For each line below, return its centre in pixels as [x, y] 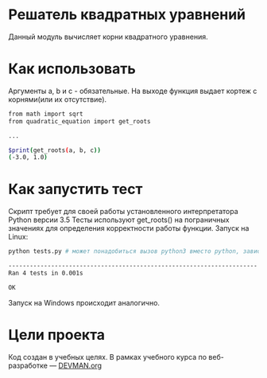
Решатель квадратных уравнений [127, 15]
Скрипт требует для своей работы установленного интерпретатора [123, 212]
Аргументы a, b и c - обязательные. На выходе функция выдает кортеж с [133, 91]
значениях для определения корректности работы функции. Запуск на [129, 228]
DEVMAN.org [80, 365]
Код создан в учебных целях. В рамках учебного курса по [108, 357]
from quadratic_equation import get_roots [79, 121]
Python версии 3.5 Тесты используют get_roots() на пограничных [119, 220]
